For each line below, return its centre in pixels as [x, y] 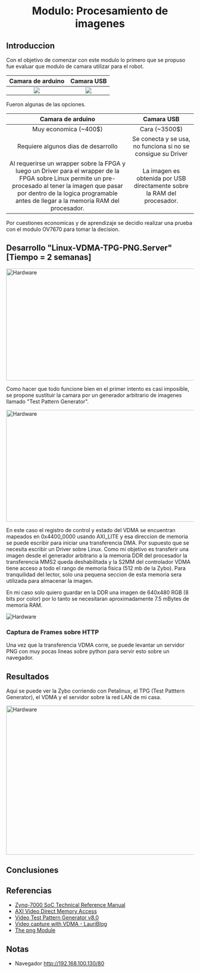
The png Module [35, 930]
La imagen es [161, 171]
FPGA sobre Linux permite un [60, 178]
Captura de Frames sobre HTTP [53, 632]
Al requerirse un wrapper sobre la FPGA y [68, 163]
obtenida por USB [161, 178]
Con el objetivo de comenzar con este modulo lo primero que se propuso [96, 60]
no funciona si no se [161, 146]
